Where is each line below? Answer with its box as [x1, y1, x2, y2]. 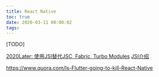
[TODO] [6, 41, 25, 48]
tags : [6, 24, 19, 31]
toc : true [6, 14, 31, 20]
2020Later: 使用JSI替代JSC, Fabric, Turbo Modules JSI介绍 [6, 53, 150, 60]
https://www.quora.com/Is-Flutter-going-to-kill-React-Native [6, 65, 153, 72]
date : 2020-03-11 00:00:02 [6, 19, 72, 25]
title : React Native [6, 8, 57, 15]
